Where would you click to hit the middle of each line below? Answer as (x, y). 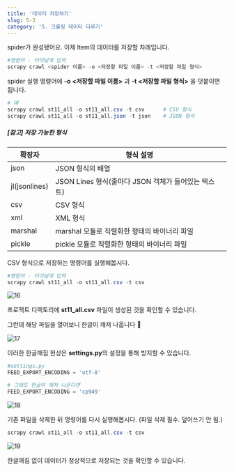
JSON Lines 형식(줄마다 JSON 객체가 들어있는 (128, 181)
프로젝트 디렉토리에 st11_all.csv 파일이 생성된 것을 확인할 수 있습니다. (102, 310)
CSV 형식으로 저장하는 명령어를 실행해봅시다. (69, 263)
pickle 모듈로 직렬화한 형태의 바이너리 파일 (121, 244)
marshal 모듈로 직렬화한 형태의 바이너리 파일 (124, 231)
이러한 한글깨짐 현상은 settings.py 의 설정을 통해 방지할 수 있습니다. (99, 353)
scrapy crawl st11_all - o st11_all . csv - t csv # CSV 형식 (99, 109)
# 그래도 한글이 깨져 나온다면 (44, 385)
